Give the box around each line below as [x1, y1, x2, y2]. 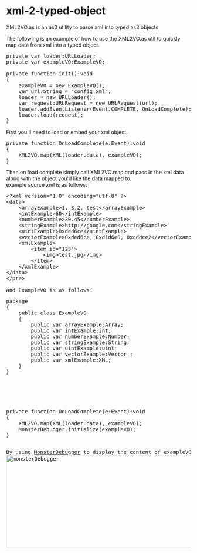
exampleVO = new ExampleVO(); [18, 82, 106, 89]
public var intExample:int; [30, 327, 111, 334]
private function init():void [6, 70, 93, 77]
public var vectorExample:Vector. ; [30, 350, 133, 357]
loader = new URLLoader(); [18, 94, 96, 101]
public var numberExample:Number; [30, 333, 130, 340]
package [6, 297, 28, 304]
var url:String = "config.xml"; [18, 88, 111, 95]
